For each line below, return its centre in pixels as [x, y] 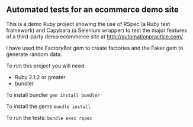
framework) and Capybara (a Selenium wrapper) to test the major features [97, 30]
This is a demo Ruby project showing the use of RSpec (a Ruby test [88, 24]
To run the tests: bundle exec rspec [49, 118]
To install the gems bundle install [49, 106]
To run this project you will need [45, 66]
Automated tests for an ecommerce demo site [92, 10]
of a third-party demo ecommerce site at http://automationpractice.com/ [95, 36]
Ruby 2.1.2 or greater [40, 77]
